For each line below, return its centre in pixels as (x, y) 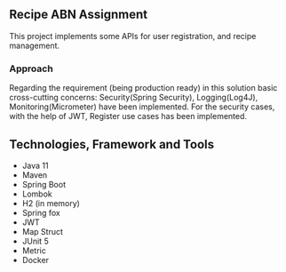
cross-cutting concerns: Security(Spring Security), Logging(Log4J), (134, 98)
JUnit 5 (35, 241)
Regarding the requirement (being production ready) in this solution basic (143, 88)
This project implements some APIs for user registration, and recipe (133, 36)
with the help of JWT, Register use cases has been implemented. (128, 116)
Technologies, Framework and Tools (112, 144)
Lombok (37, 194)
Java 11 (35, 165)
